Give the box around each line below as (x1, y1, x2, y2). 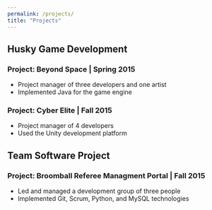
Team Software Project (7, 149, 110, 161)
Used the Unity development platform (17, 129, 127, 138)
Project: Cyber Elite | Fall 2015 (7, 105, 113, 115)
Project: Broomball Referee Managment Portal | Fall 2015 (7, 170, 206, 180)
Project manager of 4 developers (17, 122, 114, 130)
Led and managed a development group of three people (17, 187, 181, 195)
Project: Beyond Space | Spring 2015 (7, 64, 136, 74)
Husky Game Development (7, 43, 128, 55)
